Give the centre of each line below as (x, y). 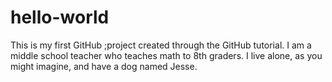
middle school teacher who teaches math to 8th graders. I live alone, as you (166, 55)
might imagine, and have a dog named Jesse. (104, 66)
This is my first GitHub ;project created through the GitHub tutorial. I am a (161, 45)
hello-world (60, 17)
